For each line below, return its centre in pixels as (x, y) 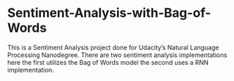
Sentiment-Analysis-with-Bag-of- (109, 13)
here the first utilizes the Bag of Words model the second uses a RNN (108, 62)
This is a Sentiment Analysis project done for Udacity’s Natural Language (113, 47)
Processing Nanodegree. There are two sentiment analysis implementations (117, 55)
